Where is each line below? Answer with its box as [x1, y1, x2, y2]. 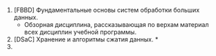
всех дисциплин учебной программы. [24, 28, 137, 36]
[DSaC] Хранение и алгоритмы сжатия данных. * [13, 35, 159, 44]
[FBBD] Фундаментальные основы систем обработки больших [13, 6, 200, 14]
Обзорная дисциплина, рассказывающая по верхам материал [24, 21, 209, 28]
